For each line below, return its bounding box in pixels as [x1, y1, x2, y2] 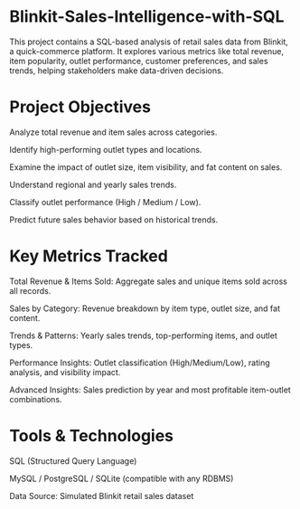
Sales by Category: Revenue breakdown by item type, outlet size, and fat [9, 303, 280, 314]
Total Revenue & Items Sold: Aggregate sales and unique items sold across [9, 276, 287, 287]
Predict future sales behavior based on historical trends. [9, 214, 219, 225]
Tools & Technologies [9, 426, 174, 446]
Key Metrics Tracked [9, 246, 169, 267]
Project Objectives [9, 97, 152, 118]
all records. [9, 285, 52, 296]
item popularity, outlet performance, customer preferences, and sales [9, 55, 268, 66]
